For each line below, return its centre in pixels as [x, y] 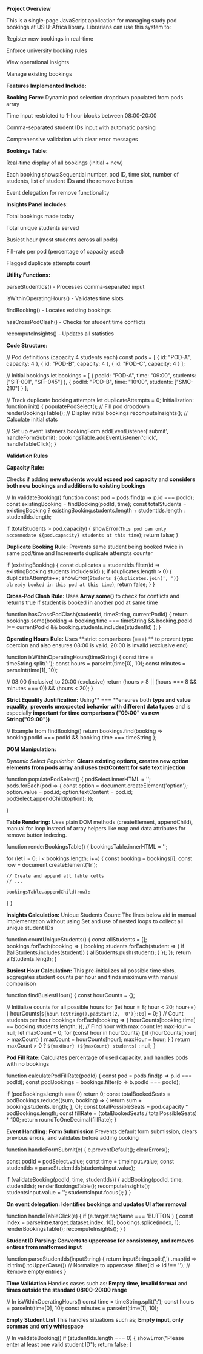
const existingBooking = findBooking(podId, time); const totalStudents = [96, 504]
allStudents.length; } [32, 959]
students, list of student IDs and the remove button [70, 181]
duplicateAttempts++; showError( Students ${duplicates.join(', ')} [93, 578]
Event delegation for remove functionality [58, 193]
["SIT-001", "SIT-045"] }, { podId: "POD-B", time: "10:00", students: [90, 382]
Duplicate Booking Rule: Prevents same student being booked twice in [95, 547]
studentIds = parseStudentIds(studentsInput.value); [71, 1168]
